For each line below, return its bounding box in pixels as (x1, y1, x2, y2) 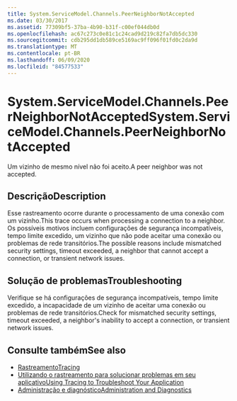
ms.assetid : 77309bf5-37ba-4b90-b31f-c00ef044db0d (7, 23, 160, 30)
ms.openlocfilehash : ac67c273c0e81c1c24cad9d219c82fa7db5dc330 (7, 30, 198, 38)
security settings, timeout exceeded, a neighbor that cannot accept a (7, 247, 209, 255)
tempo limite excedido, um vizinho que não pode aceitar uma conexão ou (7, 232, 221, 240)
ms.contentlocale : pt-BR (7, 50, 81, 57)
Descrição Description (7, 190, 106, 202)
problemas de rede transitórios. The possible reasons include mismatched (7, 239, 221, 248)
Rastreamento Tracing (17, 363, 80, 371)
